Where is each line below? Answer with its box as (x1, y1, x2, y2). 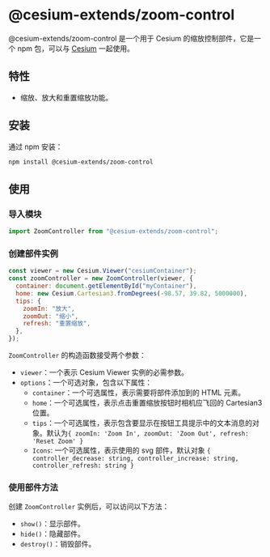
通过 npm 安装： (8, 142, 63, 151)
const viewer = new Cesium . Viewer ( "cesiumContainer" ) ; (8, 267, 197, 275)
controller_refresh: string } (32, 461, 135, 470)
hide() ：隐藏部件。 (19, 529, 85, 539)
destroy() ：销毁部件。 (19, 539, 96, 549)
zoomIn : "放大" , (23, 304, 75, 313)
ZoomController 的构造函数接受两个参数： (8, 351, 147, 360)
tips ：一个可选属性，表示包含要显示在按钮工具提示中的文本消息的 (32, 419, 253, 428)
